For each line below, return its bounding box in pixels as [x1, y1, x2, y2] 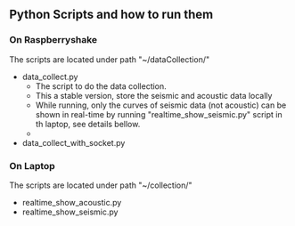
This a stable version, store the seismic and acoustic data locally [35, 90, 273, 101]
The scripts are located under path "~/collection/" [9, 180, 193, 190]
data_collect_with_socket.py [21, 137, 126, 148]
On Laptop [9, 159, 55, 172]
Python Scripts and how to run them [9, 7, 214, 22]
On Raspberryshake [9, 34, 98, 46]
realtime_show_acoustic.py [21, 197, 122, 207]
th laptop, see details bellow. [35, 118, 141, 129]
